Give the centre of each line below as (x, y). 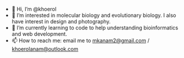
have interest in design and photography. (61, 21)
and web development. (39, 34)
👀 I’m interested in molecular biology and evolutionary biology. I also (94, 15)
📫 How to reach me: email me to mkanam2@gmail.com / (80, 40)
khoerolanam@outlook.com (45, 49)
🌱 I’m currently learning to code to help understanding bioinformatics (95, 28)
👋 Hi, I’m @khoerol (34, 9)
